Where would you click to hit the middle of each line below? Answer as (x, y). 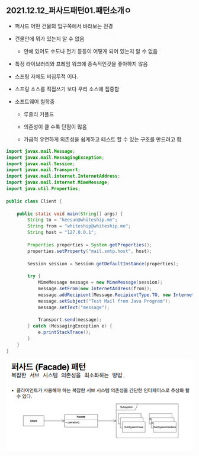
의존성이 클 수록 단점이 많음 (55, 127)
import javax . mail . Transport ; (44, 170)
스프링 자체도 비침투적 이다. (46, 76)
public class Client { (34, 201)
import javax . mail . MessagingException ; (55, 158)
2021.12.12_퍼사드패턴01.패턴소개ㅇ (69, 11)
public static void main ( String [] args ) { (70, 214)
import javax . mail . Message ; (41, 151)
